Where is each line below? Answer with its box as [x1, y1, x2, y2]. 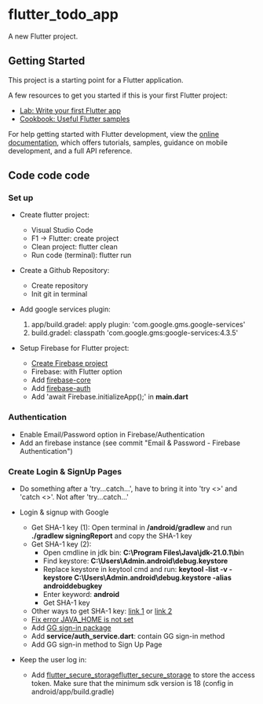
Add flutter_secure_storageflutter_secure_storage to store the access [31, 670, 255, 680]
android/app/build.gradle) [31, 687, 115, 697]
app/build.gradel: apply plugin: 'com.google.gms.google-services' [31, 320, 246, 330]
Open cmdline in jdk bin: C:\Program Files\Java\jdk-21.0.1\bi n [42, 548, 245, 558]
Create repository [31, 281, 89, 290]
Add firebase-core [31, 375, 92, 385]
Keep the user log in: [19, 655, 87, 665]
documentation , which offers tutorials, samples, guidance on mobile [8, 138, 228, 147]
